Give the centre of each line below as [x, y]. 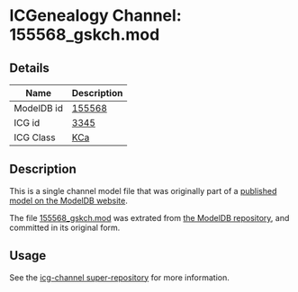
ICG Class [35, 137]
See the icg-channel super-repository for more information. [119, 277]
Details [29, 68]
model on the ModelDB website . [69, 200]
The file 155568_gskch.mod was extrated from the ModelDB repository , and [149, 217]
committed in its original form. [65, 227]
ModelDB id [39, 108]
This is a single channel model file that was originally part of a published [143, 190]
